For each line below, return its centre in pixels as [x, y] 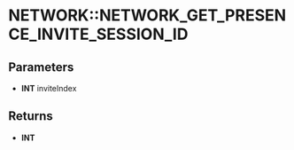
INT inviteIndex [49, 88]
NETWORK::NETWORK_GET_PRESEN [147, 16]
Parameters [41, 67]
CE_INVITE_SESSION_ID [98, 34]
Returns [31, 116]
